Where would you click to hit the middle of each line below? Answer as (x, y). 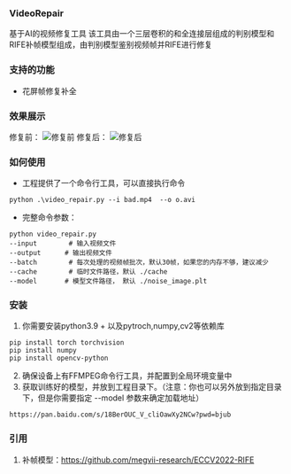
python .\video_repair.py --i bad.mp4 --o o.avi (103, 200)
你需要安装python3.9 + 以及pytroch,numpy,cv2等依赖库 (123, 326)
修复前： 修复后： (58, 136)
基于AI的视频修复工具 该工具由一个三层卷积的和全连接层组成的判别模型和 (142, 34)
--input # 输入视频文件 (63, 244)
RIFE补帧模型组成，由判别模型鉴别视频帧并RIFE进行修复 (111, 45)
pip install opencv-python (59, 358)
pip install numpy (43, 351)
